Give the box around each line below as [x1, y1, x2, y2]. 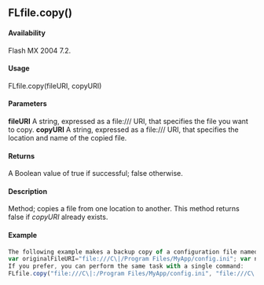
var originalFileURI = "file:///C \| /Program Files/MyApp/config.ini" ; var [8, 255, 251, 263]
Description [8, 186, 48, 195]
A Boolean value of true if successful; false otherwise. [8, 169, 183, 178]
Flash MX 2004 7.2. [8, 46, 71, 55]
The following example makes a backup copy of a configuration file [8, 247, 237, 256]
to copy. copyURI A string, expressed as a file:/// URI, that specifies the [8, 125, 239, 134]
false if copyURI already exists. [8, 212, 108, 222]
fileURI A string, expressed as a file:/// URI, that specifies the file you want [8, 117, 249, 126]
